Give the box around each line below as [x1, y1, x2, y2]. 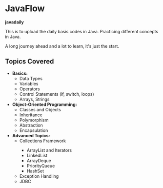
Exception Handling [19, 173, 59, 179]
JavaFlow [5, 3, 45, 14]
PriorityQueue [26, 163, 55, 168]
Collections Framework [19, 138, 66, 144]
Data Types [19, 75, 43, 81]
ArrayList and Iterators [26, 147, 72, 153]
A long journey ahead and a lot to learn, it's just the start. [5, 43, 120, 49]
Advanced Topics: [12, 132, 50, 138]
